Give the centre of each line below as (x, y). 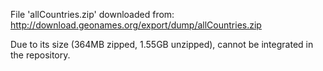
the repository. (40, 55)
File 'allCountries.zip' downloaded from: (92, 14)
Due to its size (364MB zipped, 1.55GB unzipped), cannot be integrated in (162, 44)
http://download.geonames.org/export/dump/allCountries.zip (136, 25)
